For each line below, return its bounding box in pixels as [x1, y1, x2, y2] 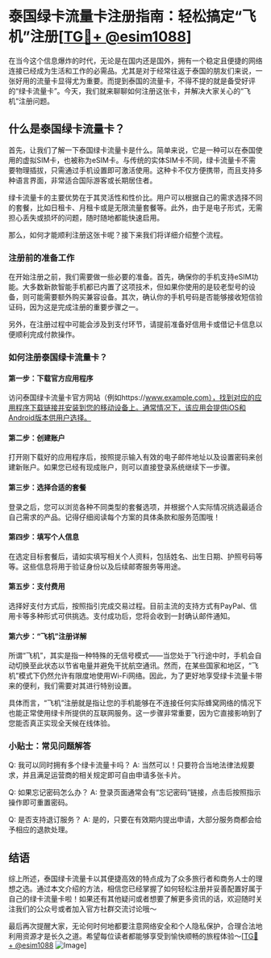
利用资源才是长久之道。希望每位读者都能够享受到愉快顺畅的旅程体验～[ [8, 931, 244, 941]
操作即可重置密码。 [8, 797, 73, 808]
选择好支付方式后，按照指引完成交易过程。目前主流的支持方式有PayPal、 [8, 601, 250, 611]
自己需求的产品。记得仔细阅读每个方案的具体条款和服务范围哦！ [8, 512, 220, 522]
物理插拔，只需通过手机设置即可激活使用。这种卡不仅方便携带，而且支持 [15, 165, 256, 174]
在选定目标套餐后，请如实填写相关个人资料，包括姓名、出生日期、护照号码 [8, 551, 256, 561]
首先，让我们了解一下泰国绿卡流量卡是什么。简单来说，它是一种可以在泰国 [8, 145, 256, 154]
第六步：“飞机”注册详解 [8, 631, 87, 641]
